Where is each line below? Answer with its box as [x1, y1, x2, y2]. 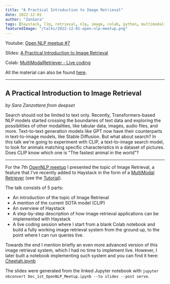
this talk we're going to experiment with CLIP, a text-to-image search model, [5, 138, 164, 145]
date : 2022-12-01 [5, 12, 42, 17]
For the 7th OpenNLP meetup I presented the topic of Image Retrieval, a [5, 164, 155, 170]
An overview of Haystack [12, 205, 65, 211]
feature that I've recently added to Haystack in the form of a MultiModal [5, 169, 155, 175]
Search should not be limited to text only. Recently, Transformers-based [5, 112, 155, 118]
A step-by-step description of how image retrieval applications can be [12, 210, 159, 216]
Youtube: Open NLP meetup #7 [5, 40, 70, 46]
